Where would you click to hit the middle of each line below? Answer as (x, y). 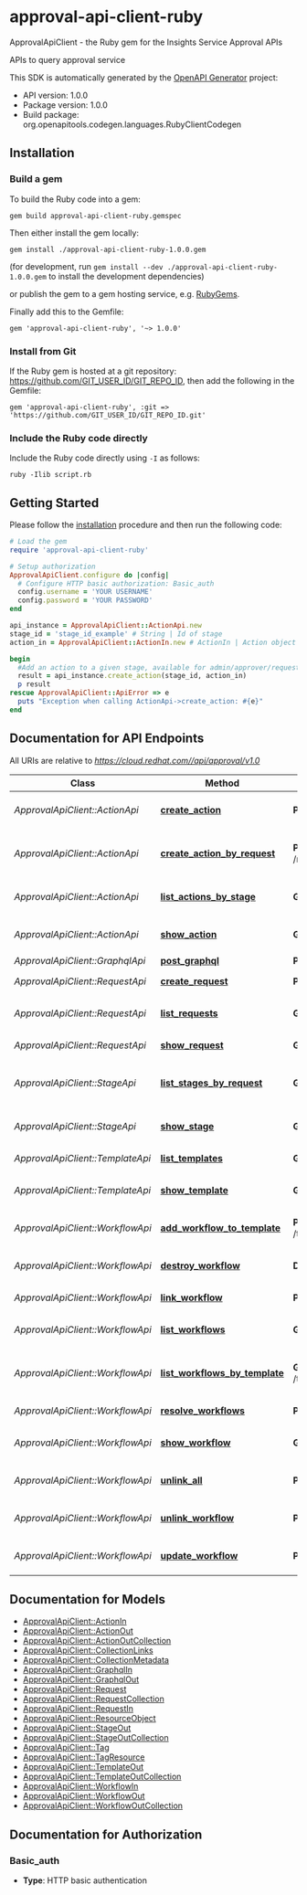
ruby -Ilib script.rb (51, 475)
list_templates (192, 1158)
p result (34, 684)
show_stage (187, 1126)
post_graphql (190, 960)
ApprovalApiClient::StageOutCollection (95, 1738)
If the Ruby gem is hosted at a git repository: (93, 371)
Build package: (51, 114)
